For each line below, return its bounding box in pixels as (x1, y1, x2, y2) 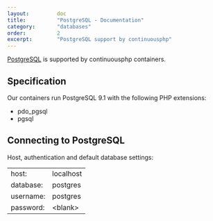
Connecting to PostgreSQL (7, 135, 125, 147)
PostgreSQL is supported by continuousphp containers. (7, 55, 167, 63)
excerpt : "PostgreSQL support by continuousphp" (7, 36, 172, 43)
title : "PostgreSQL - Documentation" (7, 17, 144, 24)
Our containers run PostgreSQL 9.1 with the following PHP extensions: (7, 93, 207, 101)
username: (10, 191, 46, 201)
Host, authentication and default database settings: (7, 153, 154, 161)
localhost (51, 168, 82, 178)
